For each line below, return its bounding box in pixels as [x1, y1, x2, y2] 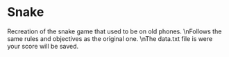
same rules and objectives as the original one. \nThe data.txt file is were [7, 34, 213, 42]
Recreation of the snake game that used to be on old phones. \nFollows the [7, 27, 222, 35]
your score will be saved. [7, 42, 79, 50]
